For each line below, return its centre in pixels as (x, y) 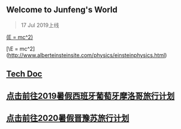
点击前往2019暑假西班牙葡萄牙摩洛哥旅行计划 (90, 96)
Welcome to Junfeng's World (62, 10)
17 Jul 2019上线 (40, 25)
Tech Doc (24, 74)
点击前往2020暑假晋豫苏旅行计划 (68, 118)
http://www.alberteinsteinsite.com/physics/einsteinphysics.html (87, 55)
